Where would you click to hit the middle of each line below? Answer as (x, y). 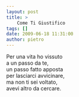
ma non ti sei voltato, (32, 82)
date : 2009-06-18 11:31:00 (40, 34)
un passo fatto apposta (35, 69)
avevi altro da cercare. (34, 88)
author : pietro (25, 40)
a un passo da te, (28, 63)
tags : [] (17, 28)
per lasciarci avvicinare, (35, 76)
